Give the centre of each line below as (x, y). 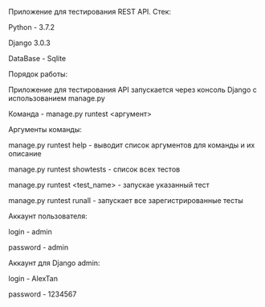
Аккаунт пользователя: (48, 216)
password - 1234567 (43, 294)
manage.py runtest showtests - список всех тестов (94, 169)
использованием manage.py (57, 98)
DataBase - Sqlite (37, 58)
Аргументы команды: (45, 129)
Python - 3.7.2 (31, 27)
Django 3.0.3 (29, 43)
